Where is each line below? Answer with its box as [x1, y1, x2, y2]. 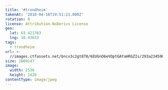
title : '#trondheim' [5, 7, 48, 12]
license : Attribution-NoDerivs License [5, 21, 88, 26]
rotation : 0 [5, 16, 30, 21]
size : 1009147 [5, 58, 35, 63]
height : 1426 [9, 72, 37, 77]
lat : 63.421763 [9, 30, 41, 35]
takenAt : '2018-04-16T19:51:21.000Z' [5, 12, 84, 17]
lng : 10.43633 [9, 35, 39, 40]
